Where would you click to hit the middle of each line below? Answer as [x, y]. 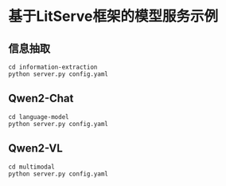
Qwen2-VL [36, 148]
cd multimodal [32, 167]
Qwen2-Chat [41, 99]
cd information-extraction [53, 67]
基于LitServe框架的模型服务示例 [113, 16]
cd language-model [39, 117]
